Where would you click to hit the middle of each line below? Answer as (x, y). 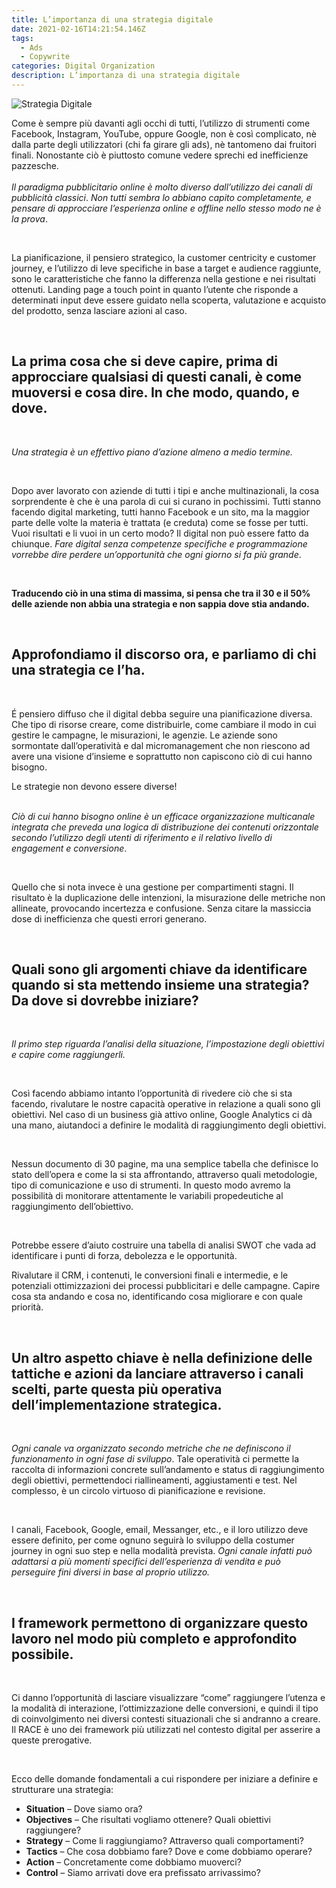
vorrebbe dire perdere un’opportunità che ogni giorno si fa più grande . (156, 554)
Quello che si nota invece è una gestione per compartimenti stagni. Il (152, 887)
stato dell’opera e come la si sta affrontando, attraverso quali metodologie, (164, 1175)
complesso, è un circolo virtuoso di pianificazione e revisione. (138, 1491)
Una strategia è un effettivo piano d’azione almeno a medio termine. (152, 452)
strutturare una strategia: (62, 1789)
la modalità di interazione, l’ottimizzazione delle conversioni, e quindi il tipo (165, 1708)
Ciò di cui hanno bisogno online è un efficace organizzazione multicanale (163, 816)
